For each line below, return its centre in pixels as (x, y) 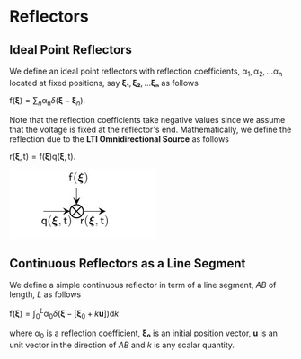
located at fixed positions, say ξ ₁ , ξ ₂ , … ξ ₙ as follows (104, 83)
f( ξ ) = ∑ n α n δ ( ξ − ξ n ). (48, 101)
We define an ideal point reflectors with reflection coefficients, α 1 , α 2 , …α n (146, 72)
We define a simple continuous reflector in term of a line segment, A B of (143, 285)
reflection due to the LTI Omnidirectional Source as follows (119, 139)
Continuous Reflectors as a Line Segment (128, 263)
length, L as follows (45, 294)
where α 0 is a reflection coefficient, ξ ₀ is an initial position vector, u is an (144, 334)
